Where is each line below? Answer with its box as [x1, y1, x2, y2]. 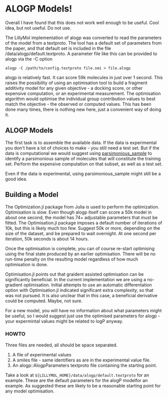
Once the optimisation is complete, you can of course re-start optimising [5, 245, 155, 251]
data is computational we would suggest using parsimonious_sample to [5, 150, 152, 156]
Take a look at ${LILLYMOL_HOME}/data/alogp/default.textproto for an [5, 372, 149, 378]
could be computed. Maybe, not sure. [5, 298, 82, 304]
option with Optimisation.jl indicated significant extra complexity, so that [5, 287, 153, 293]
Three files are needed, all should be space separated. [5, 342, 117, 348]
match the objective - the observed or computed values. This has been [5, 101, 151, 107]
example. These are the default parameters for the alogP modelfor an [5, 377, 148, 383]
